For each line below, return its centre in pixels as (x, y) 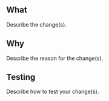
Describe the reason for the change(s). (55, 58)
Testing (21, 77)
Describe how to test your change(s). (53, 92)
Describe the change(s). (36, 24)
